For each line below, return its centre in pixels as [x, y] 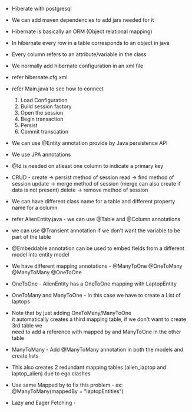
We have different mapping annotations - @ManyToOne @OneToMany [97, 266]
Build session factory [46, 106]
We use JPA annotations [41, 154]
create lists [25, 356]
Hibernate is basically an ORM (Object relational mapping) [82, 31]
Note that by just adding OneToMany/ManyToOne [71, 313]
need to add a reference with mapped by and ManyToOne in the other [96, 332]
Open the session [42, 113]
